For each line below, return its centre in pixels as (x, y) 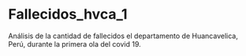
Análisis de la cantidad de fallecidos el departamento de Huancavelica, (123, 36)
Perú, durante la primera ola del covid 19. (75, 44)
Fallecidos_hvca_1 (68, 14)
